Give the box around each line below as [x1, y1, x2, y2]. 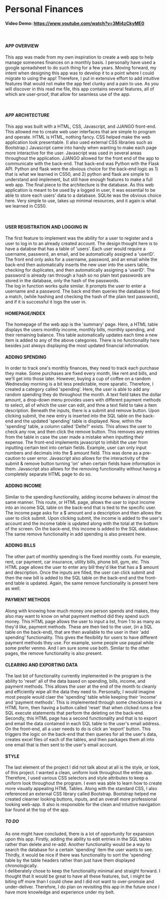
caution [5, 455, 21, 461]
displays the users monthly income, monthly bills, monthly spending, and [5, 327, 155, 333]
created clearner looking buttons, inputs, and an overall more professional [5, 796, 157, 802]
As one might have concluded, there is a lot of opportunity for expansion [5, 831, 155, 837]
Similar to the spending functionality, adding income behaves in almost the [5, 493, 159, 500]
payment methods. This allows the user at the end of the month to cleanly [5, 683, 157, 690]
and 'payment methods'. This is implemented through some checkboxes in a [5, 699, 162, 705]
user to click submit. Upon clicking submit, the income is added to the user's [5, 515, 163, 521]
